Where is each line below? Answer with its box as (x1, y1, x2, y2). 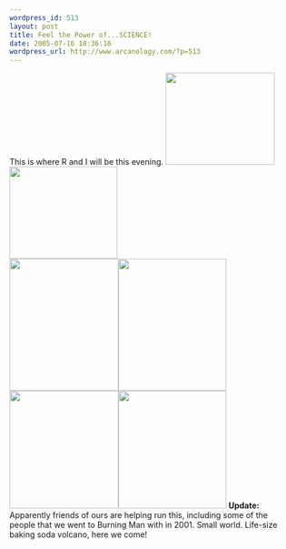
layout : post (9, 22, 59, 31)
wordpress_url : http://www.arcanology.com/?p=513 (9, 47, 202, 56)
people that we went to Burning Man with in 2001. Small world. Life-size (9, 520, 278, 531)
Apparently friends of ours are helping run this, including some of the (9, 510, 268, 521)
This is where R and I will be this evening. (9, 157, 164, 168)
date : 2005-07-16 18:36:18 (9, 38, 112, 48)
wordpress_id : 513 (9, 13, 79, 23)
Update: (228, 500, 260, 511)
